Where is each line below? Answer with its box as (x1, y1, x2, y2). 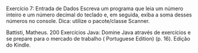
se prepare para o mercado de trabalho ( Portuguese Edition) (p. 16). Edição (6, 35, 190, 42)
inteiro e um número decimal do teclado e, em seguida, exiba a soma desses (6, 11, 192, 18)
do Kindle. (6, 41, 31, 48)
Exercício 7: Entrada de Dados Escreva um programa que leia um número (6, 5, 184, 12)
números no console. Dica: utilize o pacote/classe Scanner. (6, 18, 150, 24)
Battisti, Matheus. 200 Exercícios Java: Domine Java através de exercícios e (6, 29, 191, 36)
